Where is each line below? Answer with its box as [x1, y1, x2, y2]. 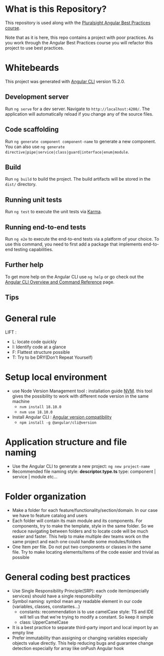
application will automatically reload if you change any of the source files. [5, 111, 153, 117]
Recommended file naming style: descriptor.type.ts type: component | [12, 469, 156, 474]
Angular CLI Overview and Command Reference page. [5, 279, 115, 285]
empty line [12, 629, 34, 635]
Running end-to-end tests [5, 223, 86, 231]
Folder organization [5, 491, 87, 502]
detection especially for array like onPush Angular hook [12, 645, 124, 651]
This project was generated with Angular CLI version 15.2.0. [5, 78, 125, 84]
